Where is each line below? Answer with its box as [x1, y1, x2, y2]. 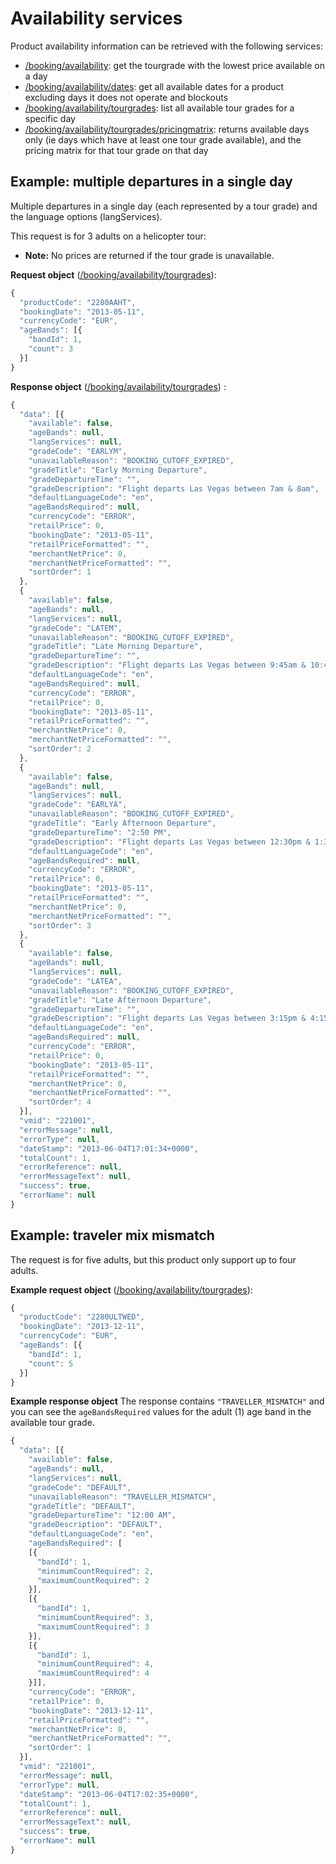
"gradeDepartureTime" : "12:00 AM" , [28, 1510, 177, 1521]
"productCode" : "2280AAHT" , [19, 297, 137, 307]
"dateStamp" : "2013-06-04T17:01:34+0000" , [19, 1143, 199, 1154]
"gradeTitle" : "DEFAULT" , [28, 1501, 137, 1511]
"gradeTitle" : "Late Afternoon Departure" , [28, 995, 213, 1005]
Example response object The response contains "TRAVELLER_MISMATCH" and [10, 1395, 325, 1407]
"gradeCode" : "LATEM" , [28, 623, 123, 633]
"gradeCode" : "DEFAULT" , [28, 1482, 132, 1492]
